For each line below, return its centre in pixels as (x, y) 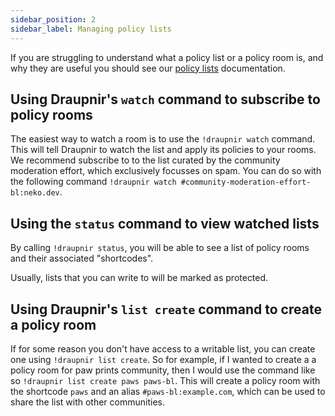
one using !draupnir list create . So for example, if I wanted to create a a (163, 359)
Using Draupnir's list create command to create (166, 309)
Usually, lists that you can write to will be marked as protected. (139, 278)
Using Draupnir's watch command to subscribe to (165, 99)
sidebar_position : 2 (53, 19)
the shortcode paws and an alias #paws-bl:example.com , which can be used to (168, 391)
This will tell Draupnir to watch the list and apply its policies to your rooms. (163, 150)
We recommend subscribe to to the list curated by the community (145, 160)
